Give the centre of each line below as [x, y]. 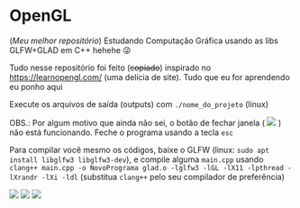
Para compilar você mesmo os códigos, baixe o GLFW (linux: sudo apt [140, 149]
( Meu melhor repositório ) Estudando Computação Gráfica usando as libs [144, 41]
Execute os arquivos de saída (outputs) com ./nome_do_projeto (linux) [139, 104]
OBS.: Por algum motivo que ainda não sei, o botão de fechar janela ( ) [145, 122]
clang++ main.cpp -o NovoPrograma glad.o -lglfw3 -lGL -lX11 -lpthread [146, 167]
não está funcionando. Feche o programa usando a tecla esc [122, 132]
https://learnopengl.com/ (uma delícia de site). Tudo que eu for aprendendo [150, 77]
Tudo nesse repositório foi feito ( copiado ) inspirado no [110, 68]
